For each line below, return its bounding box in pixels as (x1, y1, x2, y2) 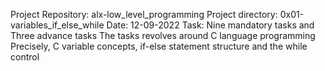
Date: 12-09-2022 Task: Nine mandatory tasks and (106, 19, 315, 31)
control (10, 51, 40, 63)
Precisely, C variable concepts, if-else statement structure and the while (10, 40, 308, 52)
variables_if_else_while (10, 19, 105, 31)
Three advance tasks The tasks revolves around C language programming (10, 30, 316, 41)
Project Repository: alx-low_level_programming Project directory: (10, 9, 278, 20)
